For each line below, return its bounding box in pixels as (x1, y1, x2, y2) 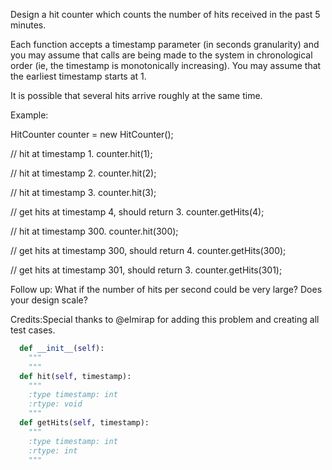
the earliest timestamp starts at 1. (10, 70, 147, 82)
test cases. (10, 324, 56, 336)
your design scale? (10, 294, 88, 306)
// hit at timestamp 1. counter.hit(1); (10, 148, 153, 159)
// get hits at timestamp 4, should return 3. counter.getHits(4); (10, 206, 265, 218)
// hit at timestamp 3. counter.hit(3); (10, 187, 157, 198)
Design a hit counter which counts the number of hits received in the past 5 (10, 9, 321, 20)
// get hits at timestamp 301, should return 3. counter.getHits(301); (10, 264, 283, 276)
